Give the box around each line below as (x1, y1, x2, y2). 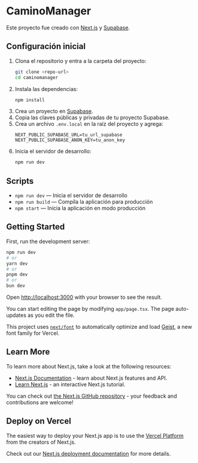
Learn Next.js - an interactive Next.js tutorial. (14, 380, 126, 388)
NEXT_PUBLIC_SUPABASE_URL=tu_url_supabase (14, 132, 123, 138)
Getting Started (6, 222, 65, 232)
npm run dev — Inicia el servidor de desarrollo (14, 192, 127, 199)
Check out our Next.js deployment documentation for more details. (6, 450, 171, 457)
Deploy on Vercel (6, 416, 72, 426)
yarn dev (6, 261, 28, 267)
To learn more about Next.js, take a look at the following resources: (6, 362, 172, 370)
